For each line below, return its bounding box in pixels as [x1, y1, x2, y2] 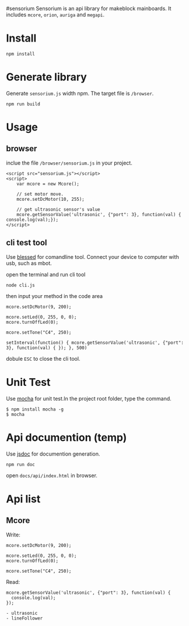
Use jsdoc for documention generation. [6, 450, 100, 457]
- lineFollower [6, 615, 43, 621]
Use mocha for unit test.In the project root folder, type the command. [6, 395, 172, 402]
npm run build [6, 101, 41, 107]
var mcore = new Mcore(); [16, 181, 80, 187]
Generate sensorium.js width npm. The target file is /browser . [6, 90, 154, 97]
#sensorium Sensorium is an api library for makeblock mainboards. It [6, 5, 171, 12]
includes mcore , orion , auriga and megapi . [6, 11, 105, 18]
